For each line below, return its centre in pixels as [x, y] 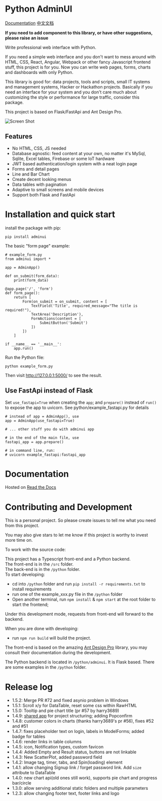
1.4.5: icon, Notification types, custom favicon [58, 747]
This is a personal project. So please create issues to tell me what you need [81, 520]
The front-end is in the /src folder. [39, 564]
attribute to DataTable [34, 773]
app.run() [24, 348]
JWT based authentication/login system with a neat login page [74, 163]
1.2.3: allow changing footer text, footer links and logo [66, 793]
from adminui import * [28, 259]
